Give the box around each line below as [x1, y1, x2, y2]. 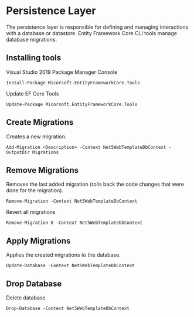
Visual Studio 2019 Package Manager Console [6, 69, 118, 76]
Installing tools [6, 53, 62, 63]
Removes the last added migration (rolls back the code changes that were [6, 180, 185, 188]
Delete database [6, 294, 46, 301]
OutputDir [6, 149, 30, 155]
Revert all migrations [6, 209, 56, 216]
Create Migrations [6, 117, 74, 127]
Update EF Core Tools [6, 90, 59, 97]
